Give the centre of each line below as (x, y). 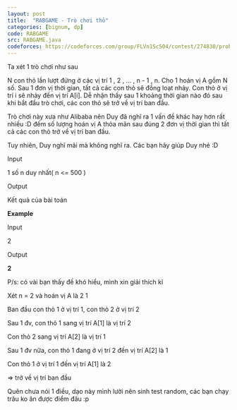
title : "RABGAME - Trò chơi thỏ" (58, 20)
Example (20, 213)
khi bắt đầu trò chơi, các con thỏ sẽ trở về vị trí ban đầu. (89, 103)
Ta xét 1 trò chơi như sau (43, 67)
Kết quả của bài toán (37, 200)
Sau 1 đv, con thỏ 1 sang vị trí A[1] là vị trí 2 (69, 323)
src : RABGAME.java (34, 40)
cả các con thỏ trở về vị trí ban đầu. (59, 132)
